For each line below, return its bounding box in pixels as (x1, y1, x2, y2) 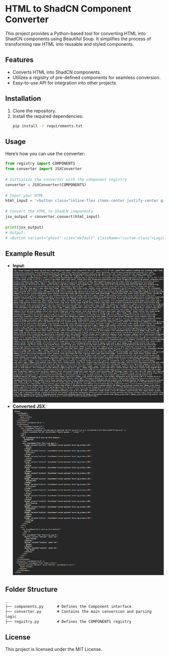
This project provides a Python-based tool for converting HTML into (5, 30, 146, 36)
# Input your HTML (5, 193, 44, 198)
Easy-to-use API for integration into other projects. (12, 80, 117, 86)
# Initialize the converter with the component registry (5, 177, 127, 182)
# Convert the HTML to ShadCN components (5, 209, 94, 214)
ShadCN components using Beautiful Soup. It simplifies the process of (5, 36, 151, 42)
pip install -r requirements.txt (12, 123, 83, 128)
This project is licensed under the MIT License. (5, 646, 103, 652)
